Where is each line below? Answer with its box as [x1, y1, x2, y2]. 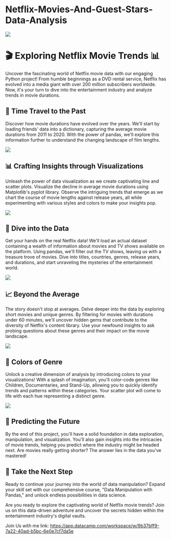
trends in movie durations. [5, 92, 60, 98]
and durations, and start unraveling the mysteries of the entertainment [5, 259, 153, 265]
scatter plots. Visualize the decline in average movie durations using [5, 183, 149, 190]
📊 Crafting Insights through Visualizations [5, 162, 144, 171]
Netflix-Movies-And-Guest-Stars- [5, 4, 153, 15]
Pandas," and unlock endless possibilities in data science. [5, 492, 127, 498]
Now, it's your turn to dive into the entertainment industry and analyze [5, 86, 152, 93]
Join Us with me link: [5, 523, 50, 529]
